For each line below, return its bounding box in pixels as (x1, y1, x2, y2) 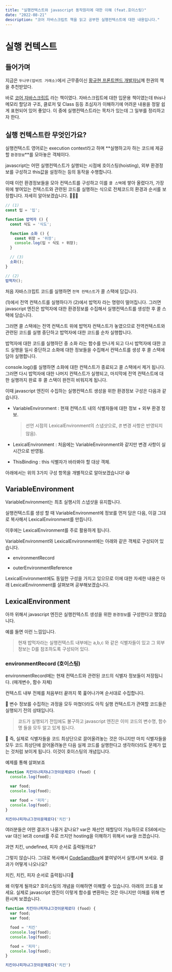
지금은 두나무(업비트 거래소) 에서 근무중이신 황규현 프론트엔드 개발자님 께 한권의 (5, 78, 159, 84)
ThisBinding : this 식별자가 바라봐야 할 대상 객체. (12, 458, 111, 465)
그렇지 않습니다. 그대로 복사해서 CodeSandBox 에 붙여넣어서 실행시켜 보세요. (5, 855, 159, 861)
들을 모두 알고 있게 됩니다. (23, 725, 76, 731)
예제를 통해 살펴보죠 (5, 759, 45, 765)
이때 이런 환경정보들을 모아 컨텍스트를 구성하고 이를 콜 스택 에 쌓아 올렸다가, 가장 (5, 180, 164, 186)
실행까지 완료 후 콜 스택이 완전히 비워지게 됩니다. (10, 377, 107, 383)
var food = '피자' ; (10, 797, 50, 803)
